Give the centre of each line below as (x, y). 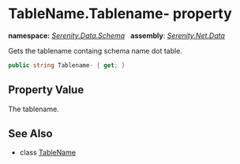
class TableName (48, 153)
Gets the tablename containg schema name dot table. (96, 50)
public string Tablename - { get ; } (67, 65)
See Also (30, 134)
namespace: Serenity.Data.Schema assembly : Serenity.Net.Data (116, 35)
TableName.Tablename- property (120, 14)
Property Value (46, 90)
